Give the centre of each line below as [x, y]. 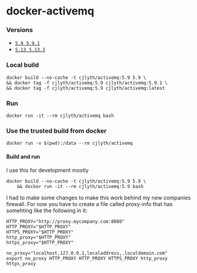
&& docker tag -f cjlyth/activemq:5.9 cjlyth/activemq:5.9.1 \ [87, 83]
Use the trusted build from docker [56, 131]
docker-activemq [50, 11]
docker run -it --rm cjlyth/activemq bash [60, 116]
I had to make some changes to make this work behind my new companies [98, 198]
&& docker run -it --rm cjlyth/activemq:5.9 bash [80, 186]
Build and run [23, 156]
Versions [20, 30]
